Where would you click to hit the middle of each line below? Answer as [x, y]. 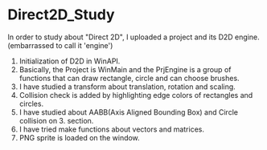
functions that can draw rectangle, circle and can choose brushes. [129, 78]
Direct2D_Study [61, 15]
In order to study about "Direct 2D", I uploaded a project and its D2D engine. [133, 37]
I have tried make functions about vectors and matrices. [112, 129]
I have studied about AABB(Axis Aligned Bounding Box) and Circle [129, 112]
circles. [31, 103]
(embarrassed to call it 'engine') [60, 45]
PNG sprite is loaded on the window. [79, 137]
